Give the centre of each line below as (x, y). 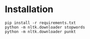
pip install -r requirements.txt (40, 23)
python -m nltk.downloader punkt (40, 31)
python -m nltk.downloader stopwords (45, 27)
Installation (29, 9)
